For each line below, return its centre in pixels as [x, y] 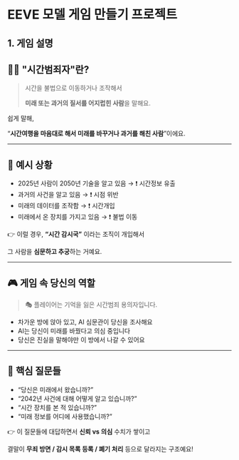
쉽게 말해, [21, 118]
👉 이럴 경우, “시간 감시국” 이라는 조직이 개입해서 [76, 234]
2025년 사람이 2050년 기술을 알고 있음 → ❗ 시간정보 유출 [96, 183]
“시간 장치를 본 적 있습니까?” [57, 407]
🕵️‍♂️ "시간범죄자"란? [48, 70]
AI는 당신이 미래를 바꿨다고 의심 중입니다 [74, 331]
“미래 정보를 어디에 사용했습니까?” [65, 416]
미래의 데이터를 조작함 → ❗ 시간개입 [66, 206]
